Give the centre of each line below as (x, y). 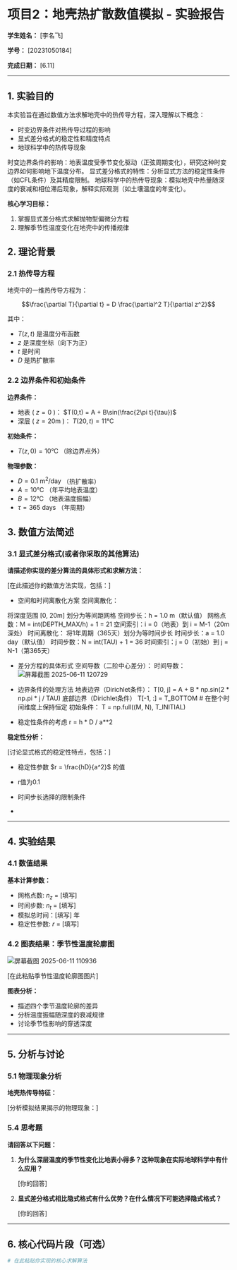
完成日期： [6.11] (31, 65)
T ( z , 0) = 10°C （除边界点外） (60, 451)
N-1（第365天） (31, 651)
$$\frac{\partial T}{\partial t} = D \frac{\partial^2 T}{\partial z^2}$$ (119, 305)
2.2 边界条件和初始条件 (47, 380)
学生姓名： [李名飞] (35, 35)
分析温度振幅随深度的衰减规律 (61, 1014)
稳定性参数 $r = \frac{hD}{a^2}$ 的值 (71, 767)
